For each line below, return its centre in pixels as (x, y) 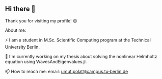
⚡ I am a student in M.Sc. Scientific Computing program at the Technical (78, 40)
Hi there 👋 (20, 9)
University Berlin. (23, 47)
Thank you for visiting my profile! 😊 (41, 20)
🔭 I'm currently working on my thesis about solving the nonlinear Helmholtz (81, 56)
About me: (15, 30)
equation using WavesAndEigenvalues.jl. (46, 61)
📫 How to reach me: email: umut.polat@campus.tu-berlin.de (67, 71)
